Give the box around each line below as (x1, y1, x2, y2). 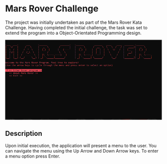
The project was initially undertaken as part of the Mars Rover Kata (5, 19, 142, 25)
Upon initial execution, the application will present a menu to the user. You (5, 142, 157, 149)
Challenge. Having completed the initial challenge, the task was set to (5, 24, 148, 30)
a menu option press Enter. (5, 153, 61, 159)
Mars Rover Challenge (5, 3, 98, 14)
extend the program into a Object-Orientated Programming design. (5, 30, 142, 36)
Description (5, 129, 42, 138)
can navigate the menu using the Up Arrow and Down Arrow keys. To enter (5, 148, 159, 154)
